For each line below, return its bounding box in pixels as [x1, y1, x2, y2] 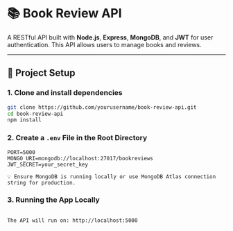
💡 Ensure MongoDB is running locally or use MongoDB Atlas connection [7, 173, 216, 180]
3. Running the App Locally [7, 195, 101, 205]
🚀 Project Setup [7, 67, 76, 79]
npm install [7, 117, 42, 123]
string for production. [7, 179, 76, 186]
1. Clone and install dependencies [7, 88, 123, 98]
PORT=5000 [7, 148, 36, 156]
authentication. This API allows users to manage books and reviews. [7, 40, 202, 49]
